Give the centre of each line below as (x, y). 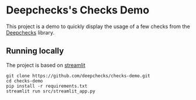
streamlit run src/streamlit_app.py (51, 91)
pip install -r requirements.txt (47, 86)
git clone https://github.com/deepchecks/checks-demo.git (78, 76)
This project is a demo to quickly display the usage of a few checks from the (98, 26)
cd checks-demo (25, 81)
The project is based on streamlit (46, 65)
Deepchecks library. (30, 32)
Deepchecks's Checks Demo (78, 10)
